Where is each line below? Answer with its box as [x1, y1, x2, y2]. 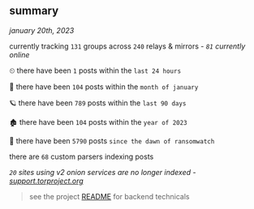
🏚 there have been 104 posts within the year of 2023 [9, 117, 187, 126]
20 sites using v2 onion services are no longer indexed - [9, 167, 196, 177]
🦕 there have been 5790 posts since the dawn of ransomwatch [9, 135, 215, 146]
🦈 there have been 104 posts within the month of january [9, 82, 199, 92]
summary [9, 4, 59, 18]
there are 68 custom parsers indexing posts [9, 151, 154, 161]
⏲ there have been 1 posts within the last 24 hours [9, 66, 182, 75]
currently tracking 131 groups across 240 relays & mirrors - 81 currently [9, 41, 246, 51]
